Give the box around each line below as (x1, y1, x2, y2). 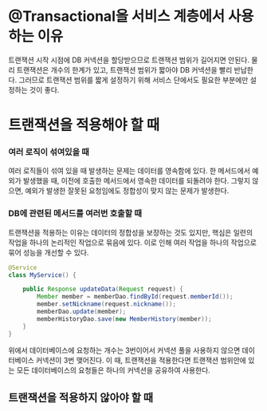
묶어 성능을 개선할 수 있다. (8, 247, 89, 257)
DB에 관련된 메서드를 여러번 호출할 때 (8, 208, 142, 219)
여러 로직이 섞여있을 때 (8, 147, 90, 158)
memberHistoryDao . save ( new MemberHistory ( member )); (37, 314, 213, 323)
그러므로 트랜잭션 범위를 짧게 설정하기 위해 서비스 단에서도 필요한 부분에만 (18, 75, 249, 85)
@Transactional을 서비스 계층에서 (8, 7, 226, 26)
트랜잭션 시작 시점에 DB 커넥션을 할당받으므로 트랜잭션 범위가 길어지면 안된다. (8, 55, 249, 65)
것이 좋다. (29, 85, 60, 94)
